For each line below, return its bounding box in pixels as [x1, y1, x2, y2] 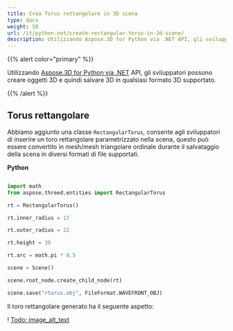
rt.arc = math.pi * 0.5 [7, 252, 76, 259]
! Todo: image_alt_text [7, 315, 70, 323]
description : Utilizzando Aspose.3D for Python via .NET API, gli [7, 36, 203, 43]
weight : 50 [7, 23, 39, 30]
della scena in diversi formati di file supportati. [7, 150, 140, 158]
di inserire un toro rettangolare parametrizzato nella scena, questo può [7, 135, 209, 143]
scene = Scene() [7, 264, 54, 271]
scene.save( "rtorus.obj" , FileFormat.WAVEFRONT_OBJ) [7, 289, 163, 296]
